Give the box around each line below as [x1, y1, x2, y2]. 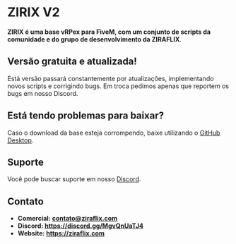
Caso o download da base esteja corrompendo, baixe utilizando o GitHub [7, 128, 220, 137]
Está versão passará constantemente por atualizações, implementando [7, 74, 214, 83]
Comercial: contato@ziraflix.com [17, 214, 118, 223]
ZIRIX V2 [7, 4, 60, 20]
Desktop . [7, 135, 34, 145]
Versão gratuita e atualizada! [7, 56, 138, 68]
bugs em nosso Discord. [7, 89, 78, 97]
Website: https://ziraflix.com [17, 229, 105, 238]
